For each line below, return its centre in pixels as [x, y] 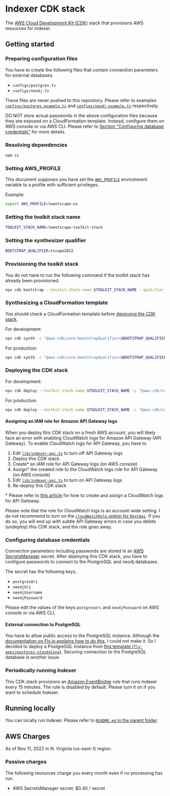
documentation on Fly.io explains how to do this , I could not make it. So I [80, 641]
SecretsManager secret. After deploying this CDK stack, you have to [76, 556]
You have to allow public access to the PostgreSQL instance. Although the [82, 636]
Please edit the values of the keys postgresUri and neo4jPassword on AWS [82, 608]
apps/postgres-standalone [32, 652]
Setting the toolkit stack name [43, 217]
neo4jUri [22, 587]
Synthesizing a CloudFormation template [57, 303]
